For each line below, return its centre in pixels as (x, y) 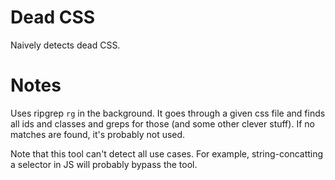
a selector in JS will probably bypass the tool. (104, 164)
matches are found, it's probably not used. (98, 134)
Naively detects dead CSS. (65, 45)
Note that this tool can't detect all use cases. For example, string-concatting (167, 153)
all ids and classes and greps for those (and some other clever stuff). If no (162, 123)
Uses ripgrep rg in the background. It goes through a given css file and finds (168, 113)
